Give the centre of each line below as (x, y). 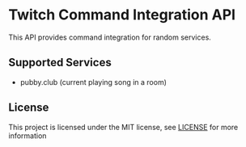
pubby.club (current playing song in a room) (93, 82)
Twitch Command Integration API (122, 15)
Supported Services (60, 63)
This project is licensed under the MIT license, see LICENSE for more (123, 127)
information (28, 136)
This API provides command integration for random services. (110, 37)
